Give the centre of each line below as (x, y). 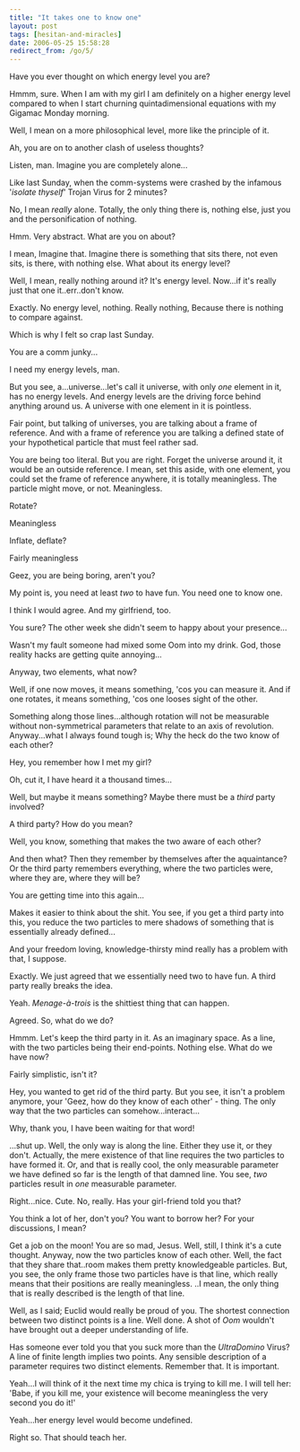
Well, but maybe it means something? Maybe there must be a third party (142, 797)
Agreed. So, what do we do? (61, 1021)
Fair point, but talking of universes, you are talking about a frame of (133, 424)
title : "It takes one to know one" (76, 18)
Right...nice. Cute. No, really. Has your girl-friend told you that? (125, 1201)
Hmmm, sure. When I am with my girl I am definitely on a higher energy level (150, 94)
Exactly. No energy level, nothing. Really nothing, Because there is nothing (146, 308)
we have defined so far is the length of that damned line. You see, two (138, 1175)
